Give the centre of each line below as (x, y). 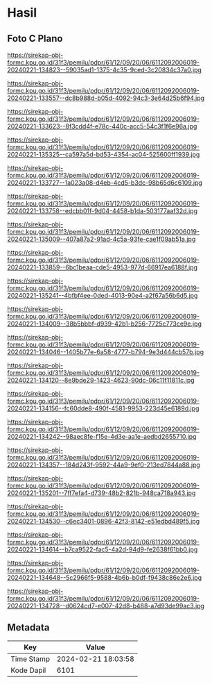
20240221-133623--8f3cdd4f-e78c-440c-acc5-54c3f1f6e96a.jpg (102, 126)
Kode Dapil (28, 670)
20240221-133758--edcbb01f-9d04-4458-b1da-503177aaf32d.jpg (102, 211)
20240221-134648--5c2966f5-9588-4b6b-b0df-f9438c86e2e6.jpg (105, 577)
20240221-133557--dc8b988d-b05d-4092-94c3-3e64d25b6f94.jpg (106, 98)
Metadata (28, 627)
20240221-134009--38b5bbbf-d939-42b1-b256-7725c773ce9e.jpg (105, 324)
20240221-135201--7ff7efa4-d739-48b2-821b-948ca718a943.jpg (101, 493)
